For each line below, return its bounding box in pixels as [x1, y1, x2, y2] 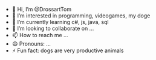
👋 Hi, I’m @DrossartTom [11, 6, 71, 13]
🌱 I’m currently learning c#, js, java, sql [11, 19, 109, 25]
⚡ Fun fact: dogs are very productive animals [11, 47, 124, 54]
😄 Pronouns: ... [11, 40, 51, 47]
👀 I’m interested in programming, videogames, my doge [11, 12, 151, 19]
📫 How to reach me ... [11, 32, 68, 38]
